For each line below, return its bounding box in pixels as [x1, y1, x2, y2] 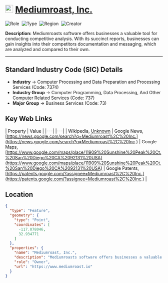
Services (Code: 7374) [12, 84, 59, 90]
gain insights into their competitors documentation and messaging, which [5, 41, 156, 47]
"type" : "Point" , [14, 217, 50, 222]
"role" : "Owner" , [14, 259, 50, 264]
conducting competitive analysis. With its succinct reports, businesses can [5, 36, 159, 42]
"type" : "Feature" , [9, 208, 50, 213]
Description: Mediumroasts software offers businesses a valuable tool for [5, 30, 157, 36]
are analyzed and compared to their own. [5, 46, 90, 52]
